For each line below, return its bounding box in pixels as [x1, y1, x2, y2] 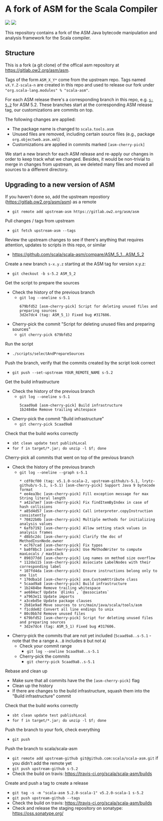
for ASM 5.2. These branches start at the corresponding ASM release [13, 102, 152, 108]
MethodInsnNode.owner [19, 539, 63, 543]
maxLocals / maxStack [19, 551, 63, 556]
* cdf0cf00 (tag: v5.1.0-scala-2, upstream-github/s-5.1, [19, 478, 140, 483]
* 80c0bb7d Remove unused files [19, 611, 85, 616]
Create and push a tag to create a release [5, 780, 89, 786]
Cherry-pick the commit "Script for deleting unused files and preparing [12, 321, 155, 327]
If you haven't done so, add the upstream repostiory [5, 194, 110, 199]
